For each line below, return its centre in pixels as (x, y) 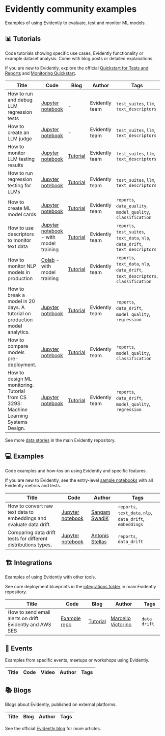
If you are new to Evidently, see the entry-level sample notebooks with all (79, 480)
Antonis (100, 535)
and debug (20, 100)
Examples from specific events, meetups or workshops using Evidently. (77, 660)
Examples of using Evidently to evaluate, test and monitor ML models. (76, 23)
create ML (19, 208)
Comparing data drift (31, 532)
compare (18, 346)
